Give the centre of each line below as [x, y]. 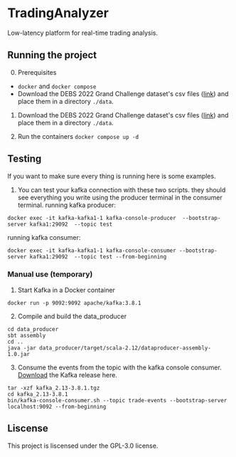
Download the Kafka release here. [67, 374]
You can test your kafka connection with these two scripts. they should [122, 189]
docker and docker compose [57, 86]
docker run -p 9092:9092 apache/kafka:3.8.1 [74, 303]
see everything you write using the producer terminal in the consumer [120, 197]
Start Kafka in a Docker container [66, 290]
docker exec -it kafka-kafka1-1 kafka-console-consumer [92, 251]
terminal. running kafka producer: [66, 205]
